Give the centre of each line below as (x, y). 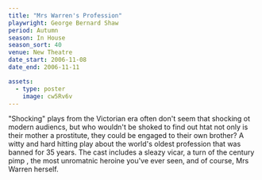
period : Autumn (33, 30)
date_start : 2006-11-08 (48, 60)
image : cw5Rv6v (48, 96)
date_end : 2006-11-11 (44, 67)
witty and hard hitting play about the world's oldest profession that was (125, 144)
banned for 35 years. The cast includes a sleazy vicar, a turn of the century (131, 152)
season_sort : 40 (35, 45)
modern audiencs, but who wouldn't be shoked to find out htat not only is (128, 127)
